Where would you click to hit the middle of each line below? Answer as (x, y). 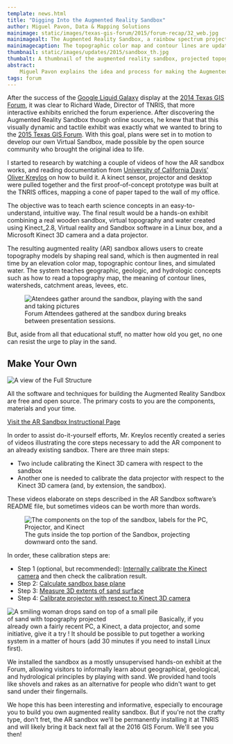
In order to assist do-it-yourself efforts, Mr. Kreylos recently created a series (116, 435)
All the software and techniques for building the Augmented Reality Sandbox (116, 394)
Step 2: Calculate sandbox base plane (71, 584)
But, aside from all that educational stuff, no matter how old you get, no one (115, 334)
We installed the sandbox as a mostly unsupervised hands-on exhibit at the (114, 662)
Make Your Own (42, 364)
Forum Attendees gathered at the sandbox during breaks (106, 313)
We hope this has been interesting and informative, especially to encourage (115, 705)
